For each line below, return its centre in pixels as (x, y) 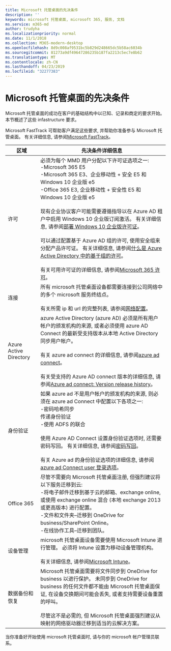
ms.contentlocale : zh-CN (32, 62)
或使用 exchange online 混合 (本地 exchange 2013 (101, 500)
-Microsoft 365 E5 (63, 167)
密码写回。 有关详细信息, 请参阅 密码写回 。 (91, 446)
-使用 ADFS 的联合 (63, 424)
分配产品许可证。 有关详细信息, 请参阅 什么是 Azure (101, 248)
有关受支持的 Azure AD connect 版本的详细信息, (97, 376)
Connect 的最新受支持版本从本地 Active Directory (99, 333)
